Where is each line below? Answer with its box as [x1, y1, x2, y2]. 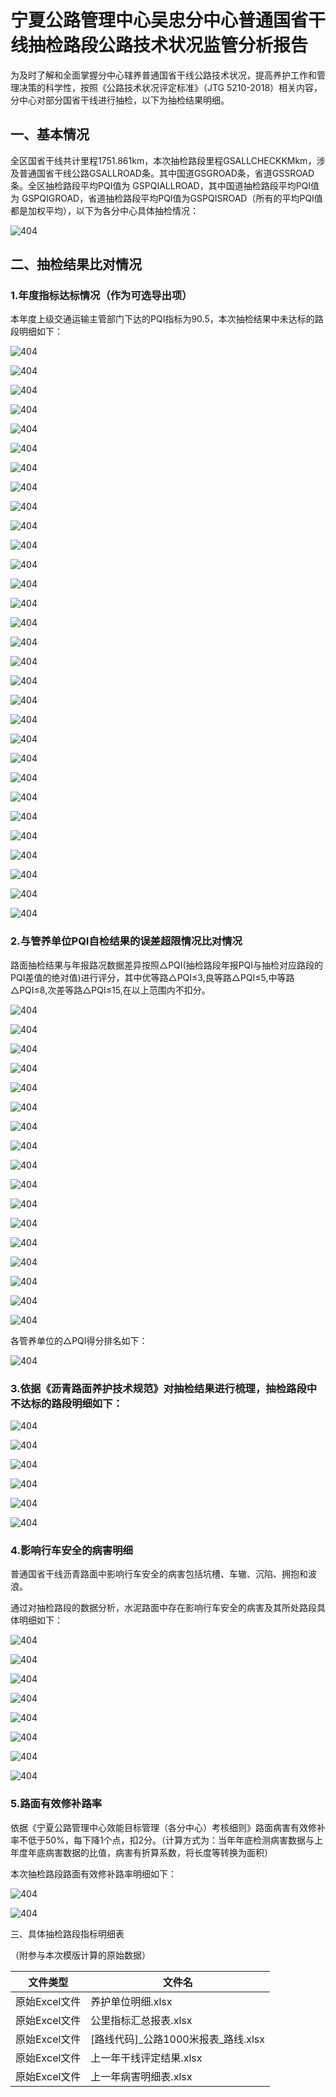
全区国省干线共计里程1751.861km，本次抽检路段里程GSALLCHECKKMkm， [10, 154, 317, 166]
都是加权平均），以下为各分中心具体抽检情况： [10, 204, 199, 216]
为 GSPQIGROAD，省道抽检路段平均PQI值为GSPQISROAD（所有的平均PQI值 [10, 192, 323, 204]
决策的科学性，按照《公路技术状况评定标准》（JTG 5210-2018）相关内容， [18, 81, 323, 93]
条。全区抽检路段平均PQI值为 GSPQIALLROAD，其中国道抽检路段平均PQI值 [10, 179, 320, 191]
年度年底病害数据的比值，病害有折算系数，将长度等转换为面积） [10, 1846, 273, 1858]
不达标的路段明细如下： [10, 1396, 123, 1410]
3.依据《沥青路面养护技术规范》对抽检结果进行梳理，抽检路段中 [10, 1381, 318, 1395]
